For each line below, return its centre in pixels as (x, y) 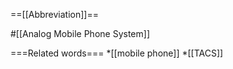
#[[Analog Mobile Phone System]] (80, 33)
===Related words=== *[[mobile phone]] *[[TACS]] (117, 53)
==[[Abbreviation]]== (54, 14)
